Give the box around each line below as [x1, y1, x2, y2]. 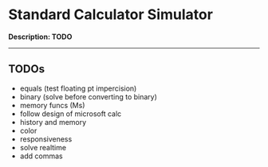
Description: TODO [8, 32, 73, 41]
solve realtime [19, 142, 66, 152]
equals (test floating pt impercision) [19, 83, 137, 93]
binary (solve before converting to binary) [19, 91, 158, 101]
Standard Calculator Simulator [8, 6, 214, 24]
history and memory [19, 117, 87, 126]
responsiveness [19, 134, 73, 144]
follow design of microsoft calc [19, 109, 122, 118]
